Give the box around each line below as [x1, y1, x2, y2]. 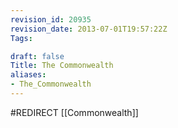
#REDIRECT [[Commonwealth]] [10, 106, 139, 118]
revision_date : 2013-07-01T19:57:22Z [10, 24, 168, 34]
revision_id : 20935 [10, 14, 92, 25]
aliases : [10, 70, 47, 80]
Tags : [10, 33, 33, 43]
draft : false [10, 51, 65, 61]
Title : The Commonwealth [10, 61, 114, 71]
